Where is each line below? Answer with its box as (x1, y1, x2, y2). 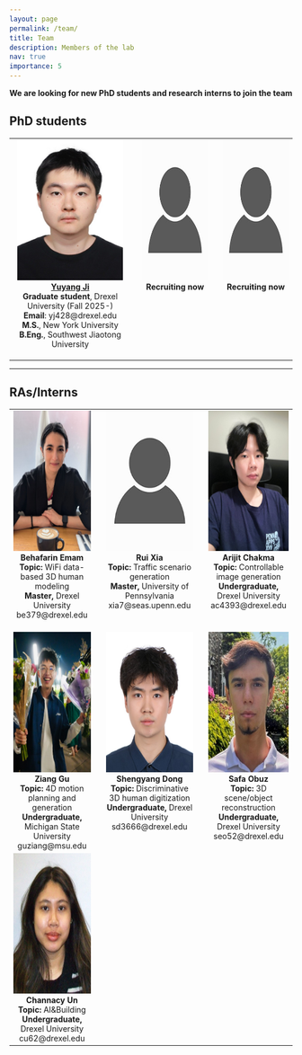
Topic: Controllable (213, 562, 285, 572)
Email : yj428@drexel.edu (23, 310, 117, 321)
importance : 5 (9, 62, 63, 71)
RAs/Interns (9, 385, 78, 400)
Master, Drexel (24, 590, 80, 601)
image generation (216, 572, 281, 582)
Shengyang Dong (116, 773, 183, 784)
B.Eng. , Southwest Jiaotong (19, 329, 121, 340)
